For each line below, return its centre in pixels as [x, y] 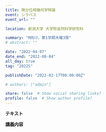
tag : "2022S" [19, 66]
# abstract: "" [21, 43]
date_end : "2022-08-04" [31, 57]
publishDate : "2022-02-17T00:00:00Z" [45, 75]
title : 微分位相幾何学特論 [31, 10]
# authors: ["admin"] [28, 85]
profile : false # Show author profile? [49, 98]
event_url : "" [20, 19]
